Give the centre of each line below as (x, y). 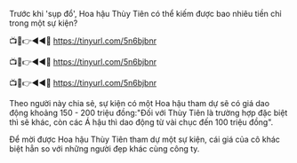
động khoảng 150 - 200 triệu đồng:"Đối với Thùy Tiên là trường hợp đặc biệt (148, 113)
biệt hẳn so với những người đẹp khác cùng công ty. (104, 149)
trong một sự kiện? (44, 23)
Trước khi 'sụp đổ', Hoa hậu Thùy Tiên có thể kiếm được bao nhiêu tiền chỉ (145, 14)
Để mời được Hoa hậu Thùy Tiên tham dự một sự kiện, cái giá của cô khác (144, 139)
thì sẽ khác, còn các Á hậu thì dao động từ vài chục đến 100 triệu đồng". (141, 122)
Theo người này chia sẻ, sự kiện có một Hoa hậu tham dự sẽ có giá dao (139, 103)
